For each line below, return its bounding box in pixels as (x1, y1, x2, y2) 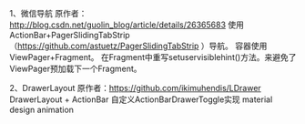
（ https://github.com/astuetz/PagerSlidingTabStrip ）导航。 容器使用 (9, 40, 268, 51)
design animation (9, 104, 75, 115)
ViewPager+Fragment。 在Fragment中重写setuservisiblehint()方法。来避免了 (9, 52, 297, 62)
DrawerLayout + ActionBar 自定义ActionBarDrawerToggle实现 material (9, 94, 273, 105)
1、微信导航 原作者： (9, 8, 87, 18)
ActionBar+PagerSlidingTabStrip (9, 30, 130, 40)
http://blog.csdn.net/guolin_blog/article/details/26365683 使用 (9, 19, 244, 30)
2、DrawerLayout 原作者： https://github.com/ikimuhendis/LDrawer (9, 83, 261, 93)
